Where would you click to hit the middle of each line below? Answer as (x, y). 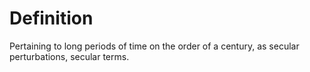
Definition (51, 18)
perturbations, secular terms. (69, 56)
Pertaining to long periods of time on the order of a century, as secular (154, 46)
